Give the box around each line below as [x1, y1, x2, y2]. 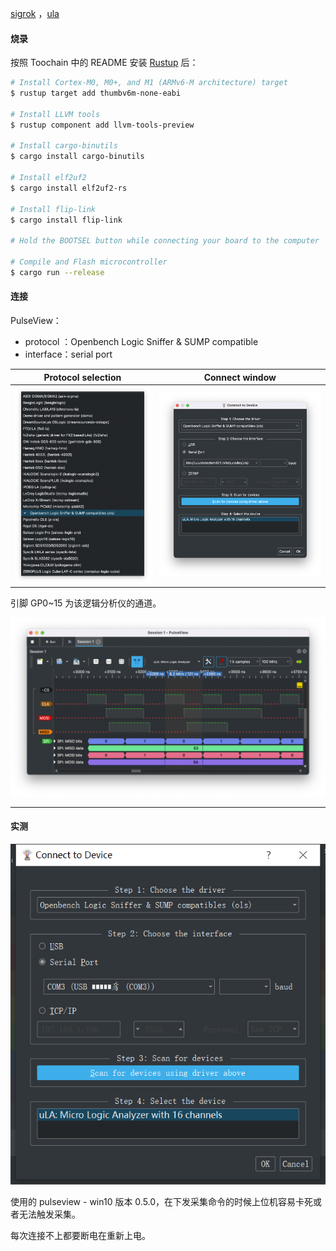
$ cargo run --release [10, 267, 105, 277]
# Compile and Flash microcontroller [10, 257, 168, 267]
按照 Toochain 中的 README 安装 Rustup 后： [10, 57, 199, 69]
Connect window [203, 371, 277, 383]
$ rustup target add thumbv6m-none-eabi [10, 88, 182, 99]
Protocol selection [43, 371, 122, 383]
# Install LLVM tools [10, 109, 101, 119]
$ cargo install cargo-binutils [10, 152, 145, 162]
